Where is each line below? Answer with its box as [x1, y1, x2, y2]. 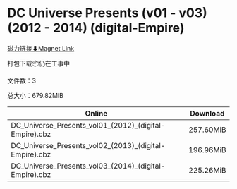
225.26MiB [188, 165, 226, 175]
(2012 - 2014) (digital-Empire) [7, 20, 185, 36]
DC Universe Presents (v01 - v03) [7, 5, 208, 21]
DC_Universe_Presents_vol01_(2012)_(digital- [11, 120, 166, 130]
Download [190, 108, 225, 118]
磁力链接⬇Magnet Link [7, 44, 75, 52]
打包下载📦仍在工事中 [7, 59, 71, 68]
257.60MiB [188, 125, 226, 135]
